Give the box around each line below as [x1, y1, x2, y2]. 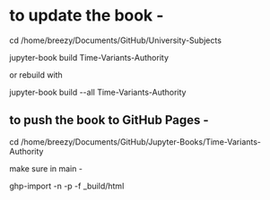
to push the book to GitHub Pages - [9, 112, 209, 128]
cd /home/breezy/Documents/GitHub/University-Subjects [9, 35, 222, 46]
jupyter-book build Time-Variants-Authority [9, 52, 169, 62]
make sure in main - [9, 162, 83, 174]
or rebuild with [9, 69, 63, 80]
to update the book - [9, 5, 164, 26]
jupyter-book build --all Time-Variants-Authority [9, 87, 187, 97]
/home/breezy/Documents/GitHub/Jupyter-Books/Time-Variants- [21, 136, 262, 147]
